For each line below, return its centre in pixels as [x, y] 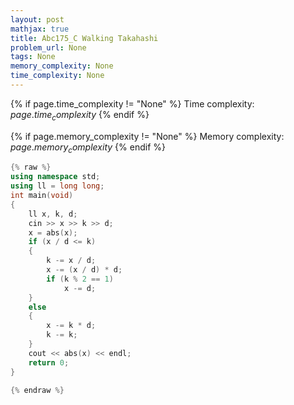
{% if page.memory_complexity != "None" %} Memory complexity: [147, 136]
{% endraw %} [37, 390]
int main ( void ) [42, 196]
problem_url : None [48, 47]
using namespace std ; [55, 177]
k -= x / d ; [71, 261]
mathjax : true [40, 29]
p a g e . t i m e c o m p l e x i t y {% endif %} [80, 115]
